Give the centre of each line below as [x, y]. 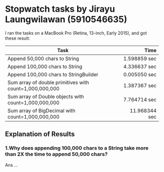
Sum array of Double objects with [46, 97]
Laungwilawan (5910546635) [66, 19]
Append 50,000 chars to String [43, 58]
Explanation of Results [40, 134]
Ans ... [11, 165]
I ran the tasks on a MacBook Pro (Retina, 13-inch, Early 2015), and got [76, 33]
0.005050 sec [140, 74]
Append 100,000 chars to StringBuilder [53, 74]
